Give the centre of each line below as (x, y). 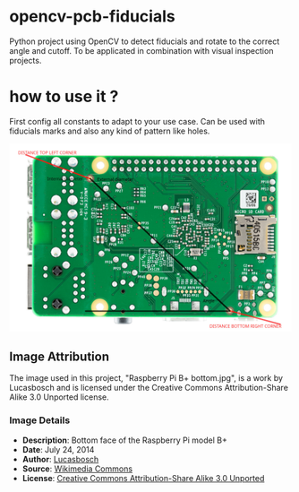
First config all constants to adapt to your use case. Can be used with (137, 121)
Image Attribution (60, 356)
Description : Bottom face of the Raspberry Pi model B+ (125, 440)
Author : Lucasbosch (60, 459)
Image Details (40, 420)
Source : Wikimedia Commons (77, 469)
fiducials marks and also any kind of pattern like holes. (110, 131)
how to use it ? (64, 97)
